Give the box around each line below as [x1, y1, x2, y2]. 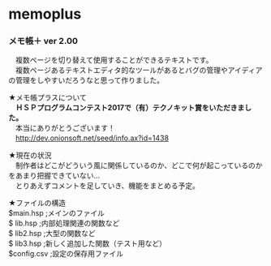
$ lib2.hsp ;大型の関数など [8, 229, 96, 238]
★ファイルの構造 [8, 198, 67, 208]
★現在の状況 [8, 151, 52, 161]
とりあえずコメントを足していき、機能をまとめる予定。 [15, 181, 200, 191]
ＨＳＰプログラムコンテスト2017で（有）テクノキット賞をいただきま [15, 103, 245, 113]
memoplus [8, 5, 82, 24]
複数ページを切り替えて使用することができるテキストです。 [15, 55, 213, 65]
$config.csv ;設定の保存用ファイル [8, 249, 124, 259]
